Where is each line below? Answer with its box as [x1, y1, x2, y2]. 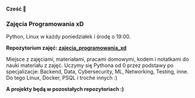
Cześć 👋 [6, 5, 27, 12]
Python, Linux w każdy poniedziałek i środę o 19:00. [6, 33, 131, 40]
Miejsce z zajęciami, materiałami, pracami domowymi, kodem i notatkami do [6, 55, 189, 62]
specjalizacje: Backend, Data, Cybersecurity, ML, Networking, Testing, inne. [6, 68, 189, 75]
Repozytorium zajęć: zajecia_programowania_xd [6, 44, 127, 51]
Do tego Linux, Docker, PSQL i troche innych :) [6, 74, 118, 81]
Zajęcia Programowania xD [6, 20, 84, 28]
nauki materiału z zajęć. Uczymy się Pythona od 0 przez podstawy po [6, 62, 174, 69]
